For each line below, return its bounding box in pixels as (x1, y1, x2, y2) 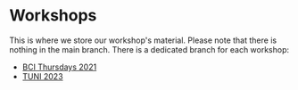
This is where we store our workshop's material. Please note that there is (9, 35, 277, 45)
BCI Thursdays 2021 (21, 61, 97, 72)
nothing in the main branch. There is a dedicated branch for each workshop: (9, 44, 290, 54)
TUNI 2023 (21, 70, 64, 81)
